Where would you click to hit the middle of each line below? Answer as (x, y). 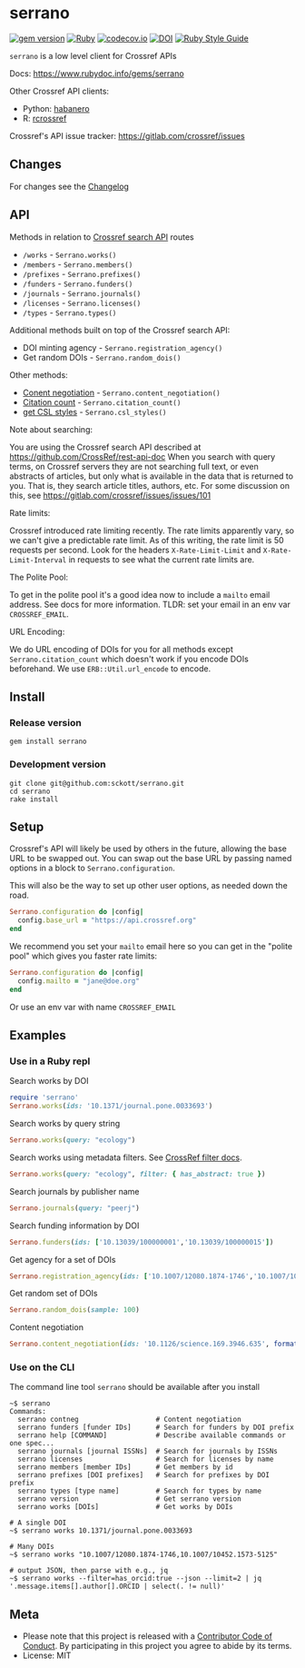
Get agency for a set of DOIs (63, 1259)
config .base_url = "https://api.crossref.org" (107, 920)
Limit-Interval (38, 560)
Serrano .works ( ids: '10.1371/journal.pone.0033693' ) (111, 1107)
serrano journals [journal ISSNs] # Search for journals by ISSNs (148, 1452)
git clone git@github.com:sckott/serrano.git (97, 783)
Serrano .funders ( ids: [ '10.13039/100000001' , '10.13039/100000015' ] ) (142, 1242)
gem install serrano (49, 742)
